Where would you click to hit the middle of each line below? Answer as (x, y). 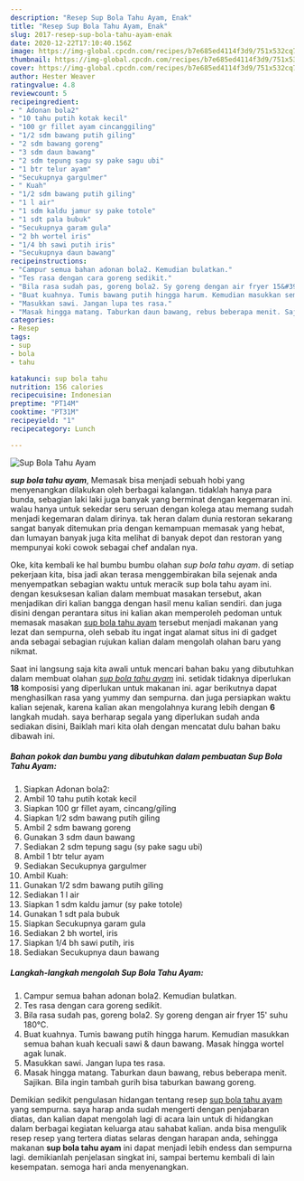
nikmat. (24, 651)
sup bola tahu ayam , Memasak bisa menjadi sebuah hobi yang (128, 480)
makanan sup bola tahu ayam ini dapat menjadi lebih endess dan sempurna (151, 1148)
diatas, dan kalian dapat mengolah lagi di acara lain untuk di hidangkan (142, 1119)
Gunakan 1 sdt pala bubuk (71, 914)
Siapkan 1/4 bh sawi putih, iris (78, 942)
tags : (20, 337)
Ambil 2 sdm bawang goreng (77, 827)
